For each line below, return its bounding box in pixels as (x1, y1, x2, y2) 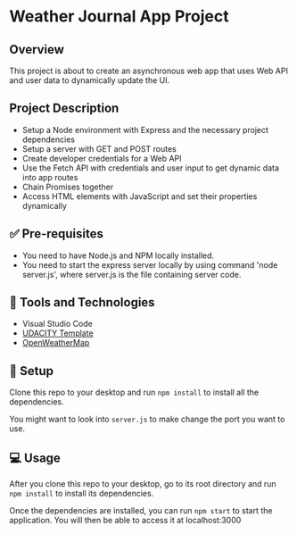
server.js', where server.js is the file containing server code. (21, 269, 242, 280)
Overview (9, 42, 65, 57)
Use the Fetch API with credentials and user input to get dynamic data (21, 163, 279, 173)
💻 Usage (9, 450, 61, 465)
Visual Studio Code (21, 319, 94, 330)
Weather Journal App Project (9, 6, 229, 27)
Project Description (9, 101, 120, 116)
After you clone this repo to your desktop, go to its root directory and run (9, 479, 276, 489)
